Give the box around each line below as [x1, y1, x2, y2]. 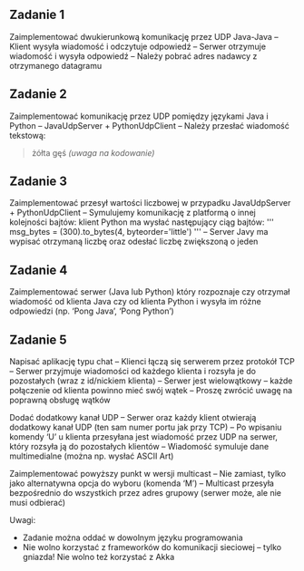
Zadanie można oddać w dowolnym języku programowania [22, 532, 243, 543]
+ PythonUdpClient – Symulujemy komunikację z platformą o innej [9, 208, 256, 218]
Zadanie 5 [9, 332, 67, 347]
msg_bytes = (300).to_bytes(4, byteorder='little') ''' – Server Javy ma [9, 227, 269, 237]
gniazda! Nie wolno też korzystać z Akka [22, 552, 175, 563]
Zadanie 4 [9, 262, 68, 277]
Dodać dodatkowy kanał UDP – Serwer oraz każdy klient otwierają [9, 412, 257, 423]
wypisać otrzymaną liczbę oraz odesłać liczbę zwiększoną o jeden [9, 236, 259, 247]
